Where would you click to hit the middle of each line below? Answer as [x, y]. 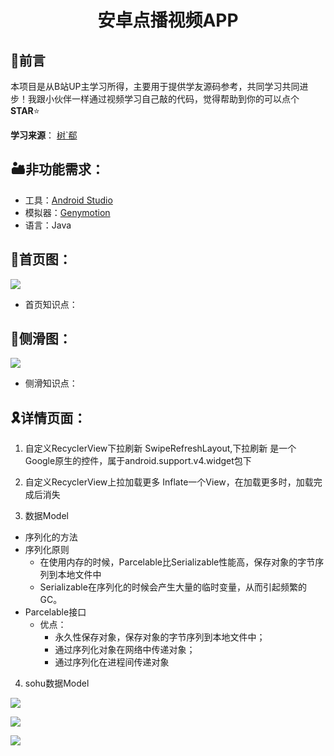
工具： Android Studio [68, 200]
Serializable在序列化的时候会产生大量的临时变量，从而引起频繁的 [173, 587]
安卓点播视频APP [168, 20]
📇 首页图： [41, 259]
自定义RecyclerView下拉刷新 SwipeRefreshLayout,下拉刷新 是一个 [160, 448]
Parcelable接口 [55, 612]
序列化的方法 [51, 537]
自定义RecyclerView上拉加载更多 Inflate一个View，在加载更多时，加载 [169, 482]
